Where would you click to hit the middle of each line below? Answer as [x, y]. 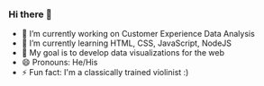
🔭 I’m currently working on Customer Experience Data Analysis [138, 34]
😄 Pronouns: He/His [59, 63]
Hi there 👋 [31, 14]
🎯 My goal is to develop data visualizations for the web [123, 53]
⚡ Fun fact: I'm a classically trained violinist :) [105, 73]
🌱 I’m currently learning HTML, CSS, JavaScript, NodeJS [126, 43]
